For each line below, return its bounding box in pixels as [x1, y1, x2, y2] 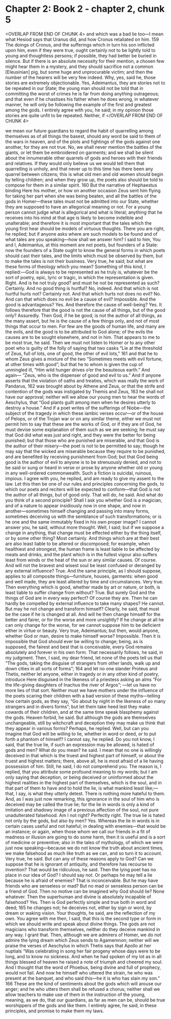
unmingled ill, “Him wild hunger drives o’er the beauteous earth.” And [5, 367, 150, 373]
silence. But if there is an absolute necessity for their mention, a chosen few [5, 58, 164, 64]
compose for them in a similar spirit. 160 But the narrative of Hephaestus [5, 182, 157, 188]
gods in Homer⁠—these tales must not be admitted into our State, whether [5, 198, 159, 205]
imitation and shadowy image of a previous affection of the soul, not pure [5, 806, 159, 813]
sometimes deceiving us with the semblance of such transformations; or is [5, 513, 162, 519]
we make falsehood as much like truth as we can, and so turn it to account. [5, 850, 163, 856]
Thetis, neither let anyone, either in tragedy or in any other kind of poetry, [5, 671, 159, 677]
